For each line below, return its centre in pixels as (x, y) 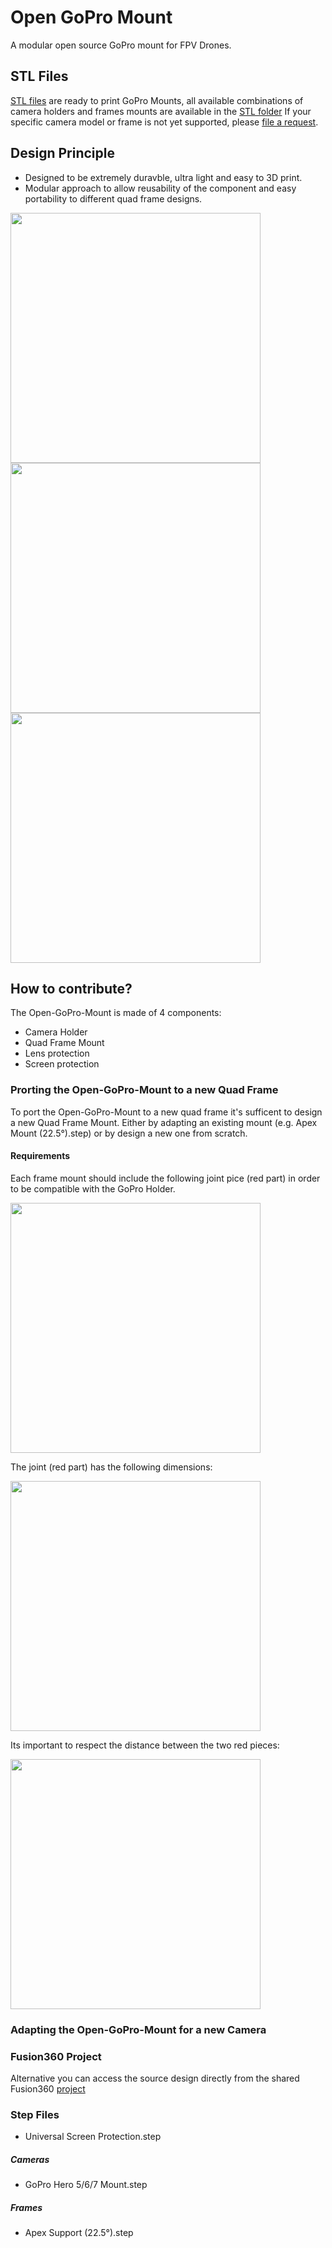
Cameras (30, 2159)
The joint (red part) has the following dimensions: (111, 1467)
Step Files (35, 2115)
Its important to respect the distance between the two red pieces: (145, 1745)
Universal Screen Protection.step (93, 2137)
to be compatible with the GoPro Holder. (93, 1188)
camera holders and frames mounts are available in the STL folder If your (161, 111)
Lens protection (57, 1053)
